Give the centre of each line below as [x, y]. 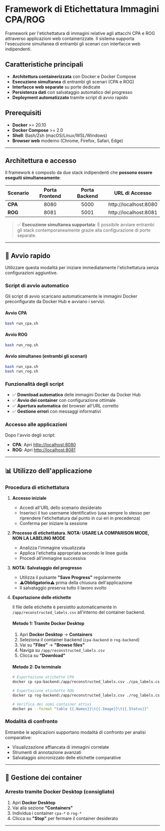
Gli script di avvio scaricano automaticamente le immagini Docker [71, 296]
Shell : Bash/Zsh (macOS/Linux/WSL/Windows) [60, 135]
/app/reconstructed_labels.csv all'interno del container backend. [79, 612]
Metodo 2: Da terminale [37, 667]
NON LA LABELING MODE [39, 538]
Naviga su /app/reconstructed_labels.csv [62, 650]
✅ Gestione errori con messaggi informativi [56, 411]
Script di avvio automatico [37, 286]
